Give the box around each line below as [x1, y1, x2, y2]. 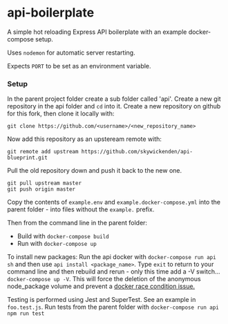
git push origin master [7, 186, 76, 193]
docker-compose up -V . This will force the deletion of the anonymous [7, 275, 202, 283]
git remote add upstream [7, 149, 79, 155]
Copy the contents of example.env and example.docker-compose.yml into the [7, 198, 221, 207]
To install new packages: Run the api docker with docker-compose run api [7, 253, 216, 261]
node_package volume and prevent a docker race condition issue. [7, 282, 196, 291]
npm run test [7, 310, 45, 317]
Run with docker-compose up [17, 240, 97, 248]
